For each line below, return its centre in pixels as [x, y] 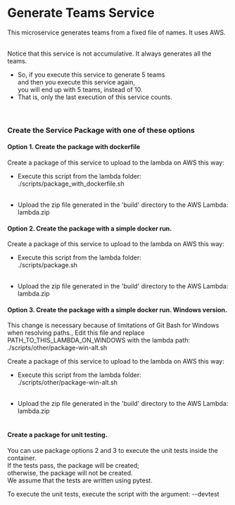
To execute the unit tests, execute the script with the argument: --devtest [113, 494]
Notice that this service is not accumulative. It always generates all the [109, 53]
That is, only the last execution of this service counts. [95, 97]
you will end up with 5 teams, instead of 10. [80, 89]
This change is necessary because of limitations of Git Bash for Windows [113, 326]
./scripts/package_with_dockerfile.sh [71, 184]
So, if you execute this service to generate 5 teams [91, 75]
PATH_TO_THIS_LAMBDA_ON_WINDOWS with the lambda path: [99, 340]
